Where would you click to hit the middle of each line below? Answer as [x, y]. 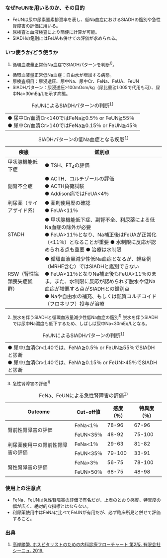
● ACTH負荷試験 [64, 186]
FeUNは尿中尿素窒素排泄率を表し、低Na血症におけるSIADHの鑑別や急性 [86, 20]
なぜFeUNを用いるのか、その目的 [45, 7]
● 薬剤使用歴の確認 [68, 203]
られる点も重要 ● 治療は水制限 [85, 249]
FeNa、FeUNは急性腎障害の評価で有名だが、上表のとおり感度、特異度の [86, 500]
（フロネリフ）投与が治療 [75, 304]
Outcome [39, 412]
